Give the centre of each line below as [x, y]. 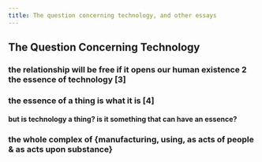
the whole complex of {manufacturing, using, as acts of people [131, 140]
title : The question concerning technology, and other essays [112, 15]
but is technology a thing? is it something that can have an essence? [123, 120]
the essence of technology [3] [67, 79]
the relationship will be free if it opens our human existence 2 [127, 69]
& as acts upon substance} [60, 149]
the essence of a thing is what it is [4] [82, 101]
